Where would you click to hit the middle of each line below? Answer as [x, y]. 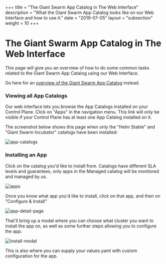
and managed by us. [26, 176]
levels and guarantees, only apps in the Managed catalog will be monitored [82, 171]
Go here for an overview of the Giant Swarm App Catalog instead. [73, 82]
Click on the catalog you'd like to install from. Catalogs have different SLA [81, 166]
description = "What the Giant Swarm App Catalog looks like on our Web [80, 12]
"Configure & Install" [26, 201]
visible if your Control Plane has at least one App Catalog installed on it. [79, 117]
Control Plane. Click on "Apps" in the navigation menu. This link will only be [82, 112]
